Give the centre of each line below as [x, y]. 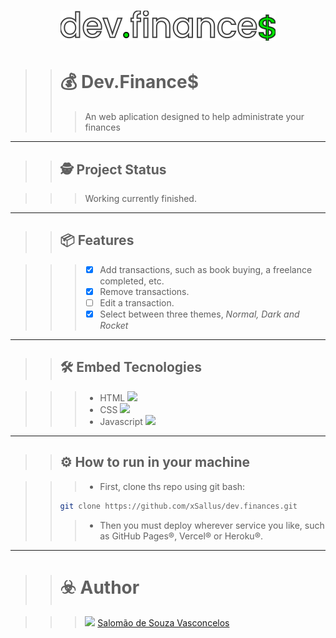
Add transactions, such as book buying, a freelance [206, 269]
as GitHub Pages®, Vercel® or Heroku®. [181, 536]
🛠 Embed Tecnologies [131, 367]
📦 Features [97, 240]
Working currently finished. [140, 198]
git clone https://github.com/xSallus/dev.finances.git [178, 506]
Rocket [114, 325]
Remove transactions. [144, 291]
